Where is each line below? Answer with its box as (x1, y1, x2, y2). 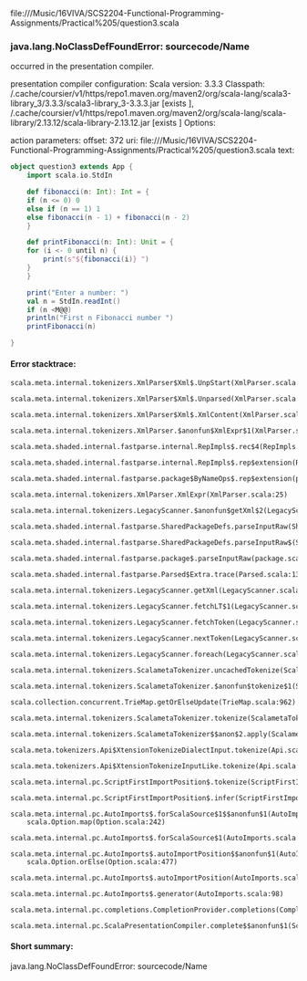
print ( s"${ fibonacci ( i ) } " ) (43, 255, 149, 264)
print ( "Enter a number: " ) (26, 287, 129, 297)
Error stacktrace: (10, 358, 77, 369)
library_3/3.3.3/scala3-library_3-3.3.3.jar (10, 98, 160, 109)
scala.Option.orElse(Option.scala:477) (26, 858, 179, 867)
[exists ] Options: (151, 118, 217, 129)
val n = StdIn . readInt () (26, 297, 121, 306)
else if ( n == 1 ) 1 (26, 204, 101, 214)
